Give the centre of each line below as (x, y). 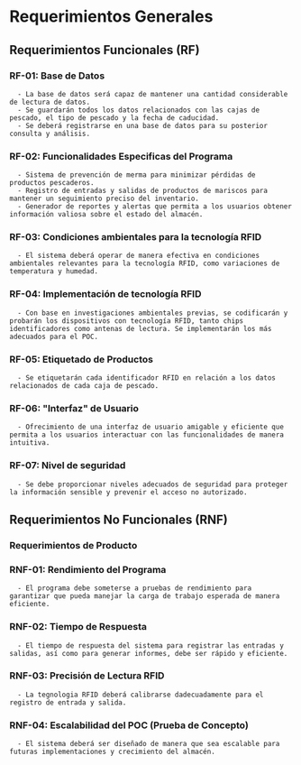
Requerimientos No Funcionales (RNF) (119, 520)
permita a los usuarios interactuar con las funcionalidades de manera (146, 435)
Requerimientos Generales (111, 17)
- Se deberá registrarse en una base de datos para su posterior (143, 125)
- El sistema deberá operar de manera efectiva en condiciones (138, 256)
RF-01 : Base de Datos (57, 76)
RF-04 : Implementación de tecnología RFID (105, 294)
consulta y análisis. (50, 134)
